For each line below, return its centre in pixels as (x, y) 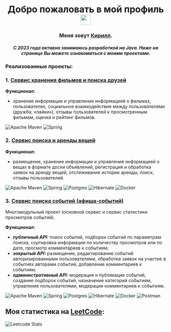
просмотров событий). (30, 217)
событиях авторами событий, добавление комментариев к (77, 264)
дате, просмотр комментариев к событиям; (60, 248)
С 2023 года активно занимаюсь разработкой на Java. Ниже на (86, 47)
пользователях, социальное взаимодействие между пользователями (89, 107)
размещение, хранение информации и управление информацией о (86, 161)
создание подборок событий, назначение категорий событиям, (82, 280)
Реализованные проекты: (39, 66)
